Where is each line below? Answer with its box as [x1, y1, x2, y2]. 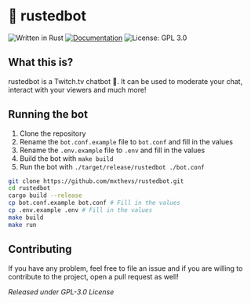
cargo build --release [8, 192, 82, 199]
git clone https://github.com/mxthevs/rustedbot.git [8, 177, 184, 185]
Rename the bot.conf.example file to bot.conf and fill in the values [19, 137, 234, 146]
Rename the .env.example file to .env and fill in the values [19, 145, 206, 155]
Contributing [8, 243, 72, 256]
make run [8, 221, 37, 228]
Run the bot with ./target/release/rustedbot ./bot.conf [19, 162, 206, 171]
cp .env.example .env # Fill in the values [8, 206, 153, 214]
